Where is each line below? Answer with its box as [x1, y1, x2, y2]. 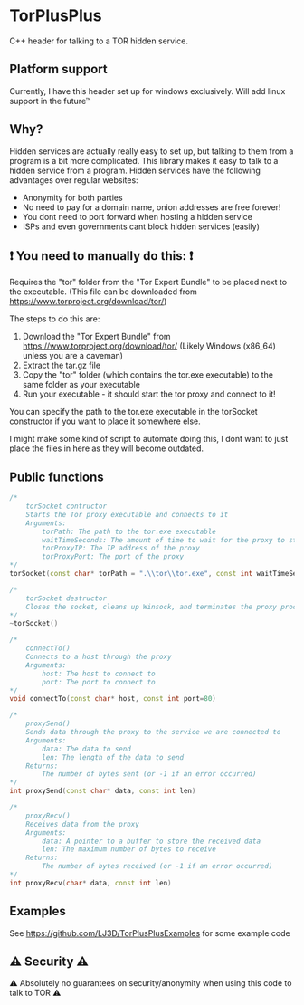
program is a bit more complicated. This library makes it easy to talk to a [9, 155, 279, 166]
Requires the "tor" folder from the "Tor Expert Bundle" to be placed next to [9, 277, 288, 288]
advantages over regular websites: [9, 174, 138, 186]
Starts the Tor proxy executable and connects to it [25, 510, 229, 519]
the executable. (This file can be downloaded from [9, 286, 197, 297]
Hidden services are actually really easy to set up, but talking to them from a [9, 146, 294, 157]
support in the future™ [9, 95, 91, 106]
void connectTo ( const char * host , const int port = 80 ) [9, 694, 217, 703]
